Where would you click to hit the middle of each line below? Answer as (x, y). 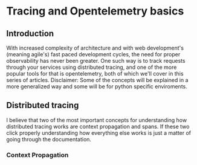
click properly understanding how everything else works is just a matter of (99, 133)
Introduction (30, 34)
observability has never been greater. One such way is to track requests (96, 61)
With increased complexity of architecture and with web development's (95, 48)
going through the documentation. (49, 139)
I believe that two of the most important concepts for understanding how (97, 120)
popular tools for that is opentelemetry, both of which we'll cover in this (95, 73)
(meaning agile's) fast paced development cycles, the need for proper (93, 54)
